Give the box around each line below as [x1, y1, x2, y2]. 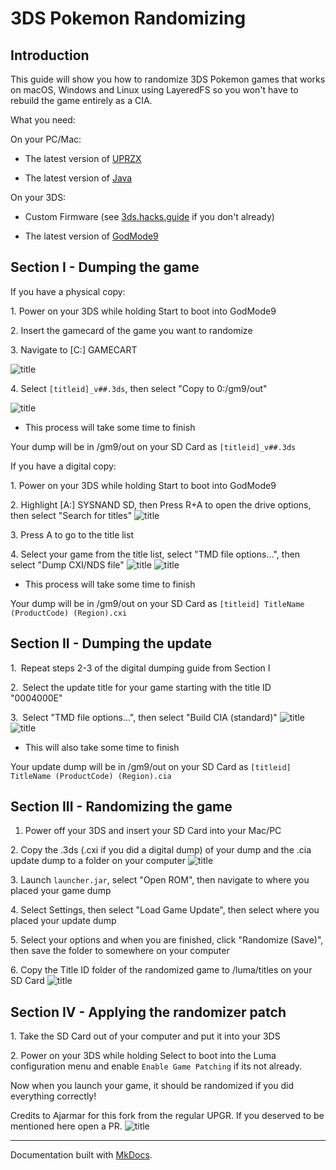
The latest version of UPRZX [24, 153, 142, 164]
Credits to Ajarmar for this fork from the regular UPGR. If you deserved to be [10, 1110, 325, 1122]
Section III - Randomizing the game [10, 798, 233, 816]
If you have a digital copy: [10, 460, 117, 472]
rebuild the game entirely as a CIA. [10, 95, 153, 106]
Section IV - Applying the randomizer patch [10, 1003, 287, 1021]
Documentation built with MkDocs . [10, 1149, 153, 1161]
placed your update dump [10, 915, 117, 927]
